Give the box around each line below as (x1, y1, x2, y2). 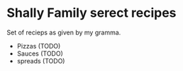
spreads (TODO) (16, 56, 65, 65)
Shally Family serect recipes (6, 5, 177, 21)
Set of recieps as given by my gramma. (6, 28, 121, 37)
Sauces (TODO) (16, 49, 63, 58)
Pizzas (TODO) (16, 41, 61, 50)
